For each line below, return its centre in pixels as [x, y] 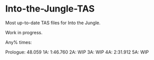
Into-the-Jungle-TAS [50, 9]
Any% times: [19, 42]
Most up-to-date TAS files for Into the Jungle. [53, 23]
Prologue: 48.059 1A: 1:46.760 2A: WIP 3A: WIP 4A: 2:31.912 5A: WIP [77, 52]
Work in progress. [24, 32]
